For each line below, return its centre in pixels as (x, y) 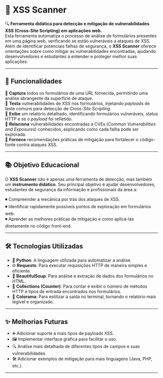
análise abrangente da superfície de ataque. (49, 98)
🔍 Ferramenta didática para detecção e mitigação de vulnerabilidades (77, 23)
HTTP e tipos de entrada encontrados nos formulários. (66, 292)
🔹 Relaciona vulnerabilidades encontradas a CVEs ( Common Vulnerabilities (81, 124)
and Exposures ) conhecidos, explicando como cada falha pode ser (72, 129)
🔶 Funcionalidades (33, 81)
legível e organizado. (33, 302)
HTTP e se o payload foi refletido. (39, 119)
